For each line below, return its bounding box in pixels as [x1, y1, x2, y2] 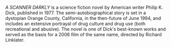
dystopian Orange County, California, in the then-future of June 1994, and [5, 15, 161, 21]
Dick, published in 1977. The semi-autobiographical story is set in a [5, 10, 146, 16]
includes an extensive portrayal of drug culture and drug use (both [5, 20, 146, 27]
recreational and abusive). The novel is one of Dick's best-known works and [5, 26, 166, 32]
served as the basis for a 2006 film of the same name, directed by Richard [5, 32, 162, 37]
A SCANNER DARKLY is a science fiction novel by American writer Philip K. [5, 5, 163, 10]
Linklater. [5, 37, 25, 43]
